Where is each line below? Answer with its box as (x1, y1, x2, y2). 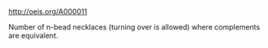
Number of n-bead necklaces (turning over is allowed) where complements (8, 22, 261, 31)
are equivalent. (8, 31, 58, 40)
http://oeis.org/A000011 (8, 7, 88, 16)
